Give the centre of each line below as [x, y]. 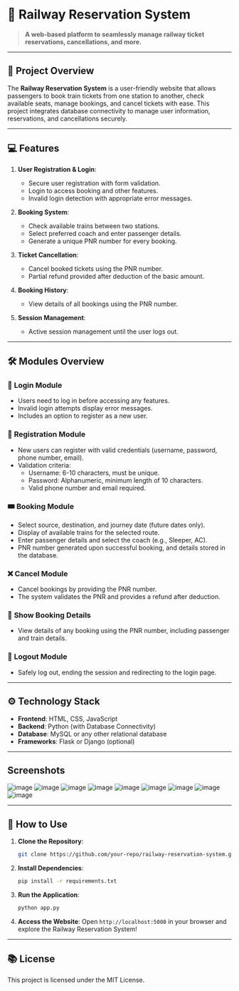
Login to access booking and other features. [93, 190]
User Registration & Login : [57, 169]
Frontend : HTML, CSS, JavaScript [68, 719]
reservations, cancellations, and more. [83, 41]
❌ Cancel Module [38, 573]
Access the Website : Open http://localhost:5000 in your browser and [122, 921]
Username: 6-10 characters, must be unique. [94, 473]
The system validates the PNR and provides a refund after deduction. [119, 597]
